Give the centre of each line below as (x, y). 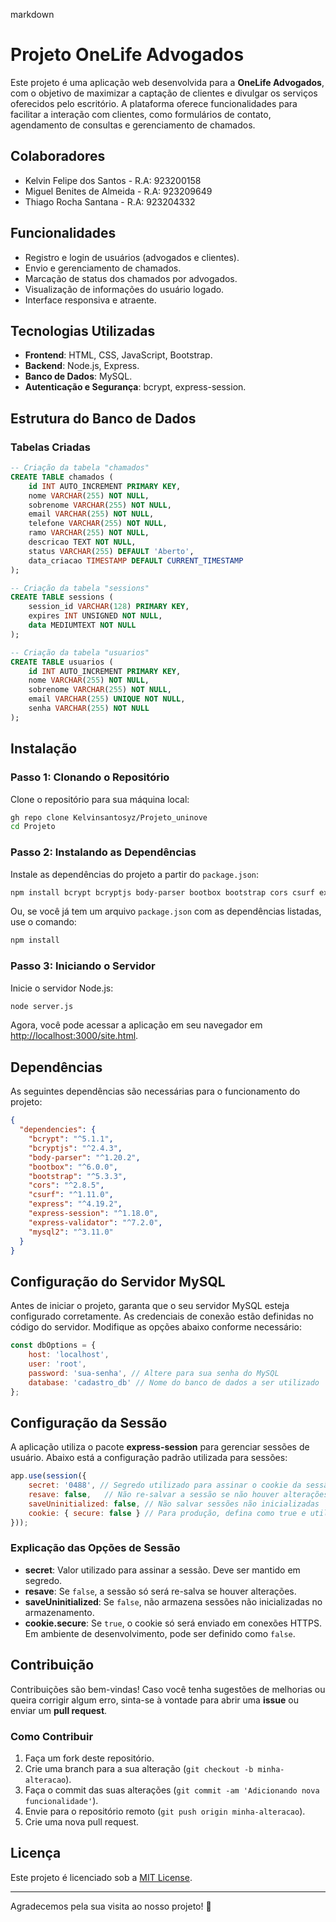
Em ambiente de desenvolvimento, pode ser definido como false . (160, 1633)
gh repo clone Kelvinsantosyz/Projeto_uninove (109, 817)
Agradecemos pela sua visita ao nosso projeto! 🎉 (111, 1906)
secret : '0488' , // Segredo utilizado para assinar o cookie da (165, 1485)
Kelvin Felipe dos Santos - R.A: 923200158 (113, 180)
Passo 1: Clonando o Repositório (90, 777)
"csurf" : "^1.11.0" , (71, 1195)
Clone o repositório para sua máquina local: (100, 799)
